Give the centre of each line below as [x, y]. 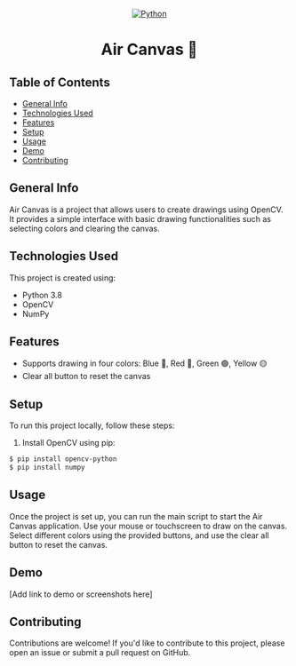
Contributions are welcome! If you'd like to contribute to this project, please [147, 643]
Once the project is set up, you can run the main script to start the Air [136, 516]
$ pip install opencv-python [63, 459]
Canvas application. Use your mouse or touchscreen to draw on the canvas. [148, 526]
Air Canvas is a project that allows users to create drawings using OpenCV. [146, 210]
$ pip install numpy [48, 468]
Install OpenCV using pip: [68, 443]
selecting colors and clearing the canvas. [84, 228]
